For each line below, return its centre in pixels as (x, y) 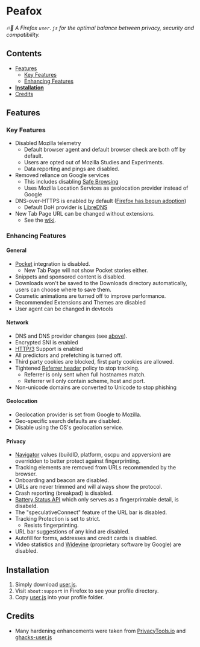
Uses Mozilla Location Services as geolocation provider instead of (106, 188)
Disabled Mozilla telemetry (48, 143)
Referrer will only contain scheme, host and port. (85, 381)
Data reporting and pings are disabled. (72, 169)
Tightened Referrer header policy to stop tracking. (77, 368)
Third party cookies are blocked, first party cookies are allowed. (95, 361)
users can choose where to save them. (63, 289)
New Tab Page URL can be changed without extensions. (85, 214)
